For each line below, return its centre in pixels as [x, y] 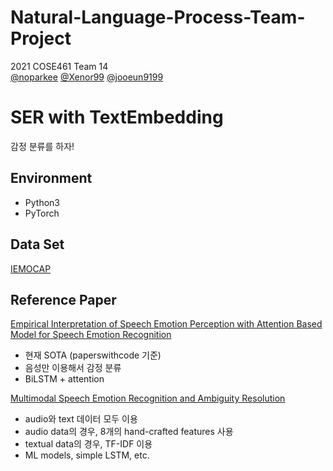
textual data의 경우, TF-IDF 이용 [88, 444]
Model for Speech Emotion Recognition [91, 335]
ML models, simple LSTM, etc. [87, 455]
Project [41, 38]
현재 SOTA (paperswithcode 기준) [93, 355]
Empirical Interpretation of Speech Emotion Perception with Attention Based [166, 324]
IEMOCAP [31, 268]
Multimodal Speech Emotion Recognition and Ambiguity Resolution [148, 398]
